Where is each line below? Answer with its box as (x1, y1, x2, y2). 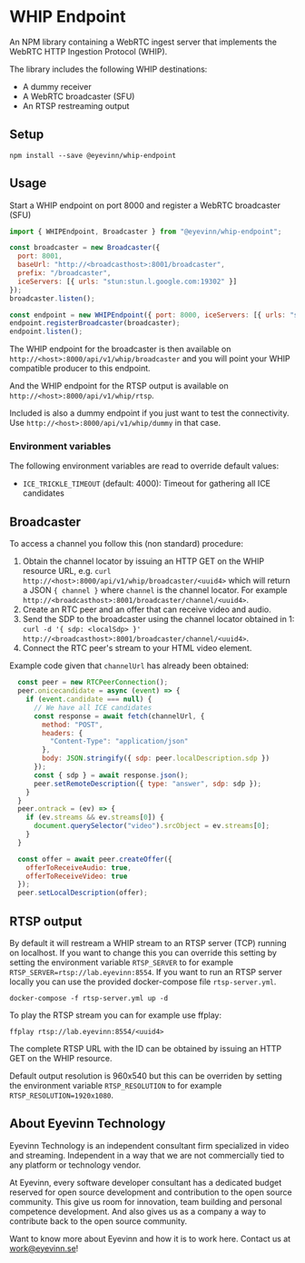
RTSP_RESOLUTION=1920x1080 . (9, 1090, 114, 1100)
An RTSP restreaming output (22, 100, 130, 111)
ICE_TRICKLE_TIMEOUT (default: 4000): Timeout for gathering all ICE (22, 479, 271, 489)
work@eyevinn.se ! (9, 1242, 79, 1254)
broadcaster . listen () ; (9, 293, 95, 303)
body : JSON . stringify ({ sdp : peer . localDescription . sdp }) (42, 754, 271, 764)
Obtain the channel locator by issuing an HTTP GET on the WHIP (22, 556, 265, 567)
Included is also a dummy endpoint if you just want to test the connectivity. (9, 408, 290, 419)
